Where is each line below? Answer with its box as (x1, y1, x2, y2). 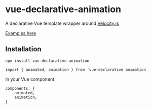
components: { (5, 86, 35, 91)
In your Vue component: (5, 76, 56, 82)
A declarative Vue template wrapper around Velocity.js (5, 20, 119, 26)
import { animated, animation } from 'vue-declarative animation (5, 67, 146, 72)
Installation (5, 45, 42, 54)
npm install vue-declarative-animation (5, 58, 90, 63)
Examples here (5, 30, 36, 36)
